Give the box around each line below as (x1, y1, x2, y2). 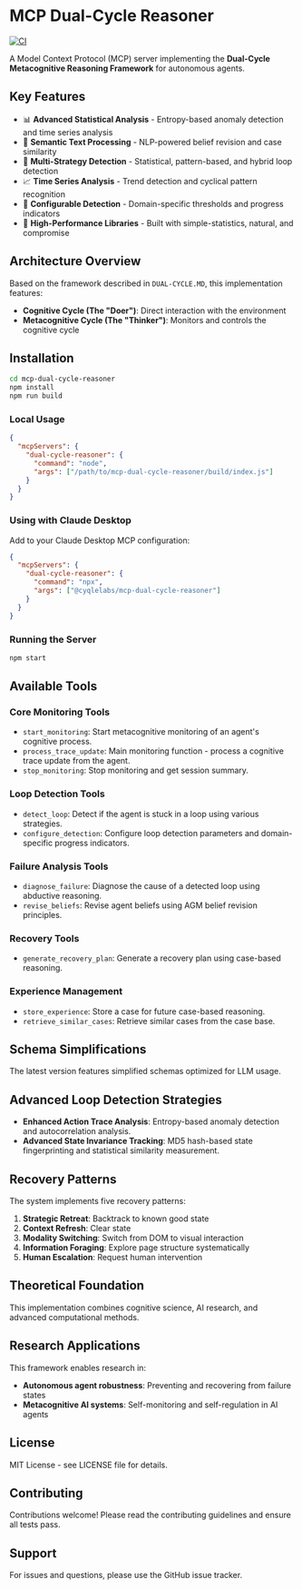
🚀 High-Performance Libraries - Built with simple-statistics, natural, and (22, 217, 294, 228)
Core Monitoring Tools (9, 706, 111, 718)
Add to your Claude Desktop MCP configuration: (9, 535, 190, 546)
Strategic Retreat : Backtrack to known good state (22, 1213, 209, 1224)
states (22, 1389, 46, 1400)
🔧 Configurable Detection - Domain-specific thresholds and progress (22, 198, 284, 209)
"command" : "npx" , (33, 577, 103, 587)
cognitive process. (22, 736, 93, 747)
